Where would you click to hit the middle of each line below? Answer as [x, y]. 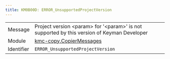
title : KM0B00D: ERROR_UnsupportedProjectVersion [59, 10]
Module [17, 41]
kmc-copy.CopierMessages [68, 41]
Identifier [18, 49]
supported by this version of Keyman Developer [91, 32]
